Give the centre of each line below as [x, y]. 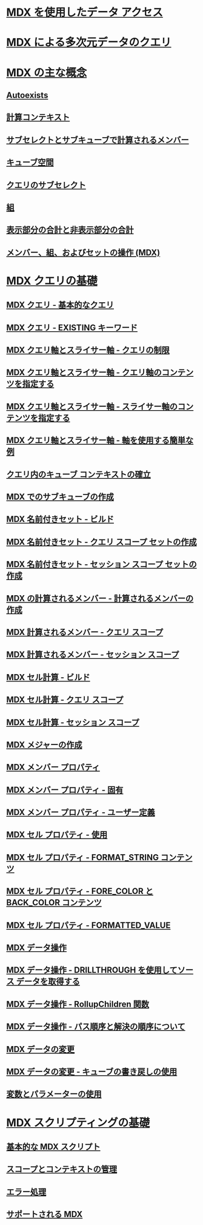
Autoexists [27, 95]
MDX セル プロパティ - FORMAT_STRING [83, 857]
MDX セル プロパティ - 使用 [57, 835]
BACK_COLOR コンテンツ [54, 903]
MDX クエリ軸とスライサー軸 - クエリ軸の [84, 373]
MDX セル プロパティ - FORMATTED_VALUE [88, 925]
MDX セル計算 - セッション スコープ [73, 722]
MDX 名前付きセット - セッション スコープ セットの [101, 565]
